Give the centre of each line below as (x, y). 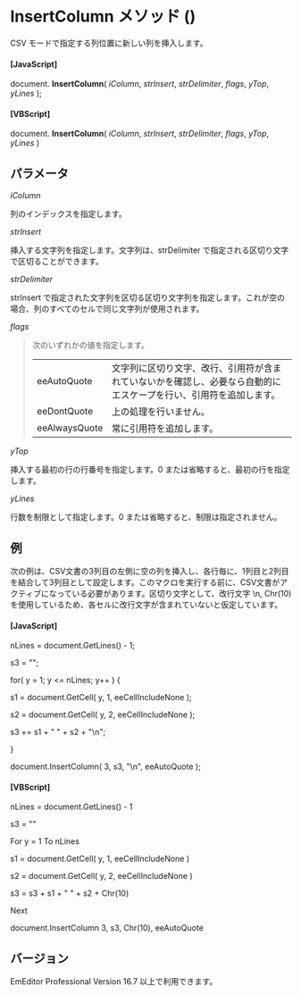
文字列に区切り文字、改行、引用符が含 (192, 368)
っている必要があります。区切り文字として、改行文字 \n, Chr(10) (174, 593)
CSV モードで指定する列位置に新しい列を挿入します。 (109, 43)
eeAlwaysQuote (70, 428)
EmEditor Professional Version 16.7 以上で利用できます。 (114, 982)
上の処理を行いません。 (161, 412)
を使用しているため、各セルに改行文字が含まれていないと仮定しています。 (146, 604)
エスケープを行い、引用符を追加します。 (196, 395)
